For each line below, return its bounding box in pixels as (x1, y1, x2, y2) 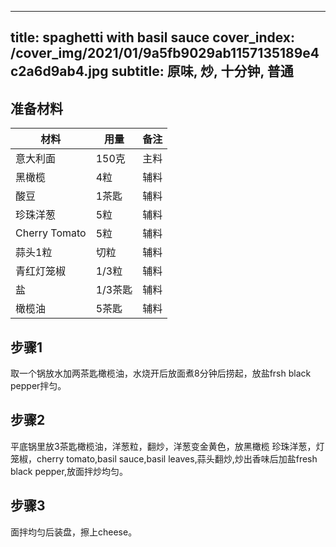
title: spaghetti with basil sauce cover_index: (10, 29, 296, 46)
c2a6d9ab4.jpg (10, 63, 109, 80)
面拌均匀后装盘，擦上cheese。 (10, 526, 138, 538)
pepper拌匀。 (10, 380, 67, 392)
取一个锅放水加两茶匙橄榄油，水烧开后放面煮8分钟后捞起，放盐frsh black (10, 367, 312, 380)
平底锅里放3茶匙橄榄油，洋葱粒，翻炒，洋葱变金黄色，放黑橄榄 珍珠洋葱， (10, 440, 317, 452)
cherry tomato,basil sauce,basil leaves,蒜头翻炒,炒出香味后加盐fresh (36, 452, 318, 465)
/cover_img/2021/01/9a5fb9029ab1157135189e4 (10, 45, 320, 62)
